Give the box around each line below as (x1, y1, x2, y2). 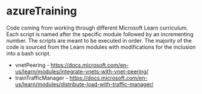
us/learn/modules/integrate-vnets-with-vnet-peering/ (14, 67, 149, 75)
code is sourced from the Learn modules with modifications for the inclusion (6, 43, 196, 51)
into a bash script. (6, 49, 51, 57)
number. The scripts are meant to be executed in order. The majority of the (6, 37, 192, 44)
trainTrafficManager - (14, 74, 68, 81)
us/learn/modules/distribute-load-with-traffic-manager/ (14, 80, 154, 88)
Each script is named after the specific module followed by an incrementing (6, 30, 194, 37)
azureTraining (6, 4, 77, 18)
